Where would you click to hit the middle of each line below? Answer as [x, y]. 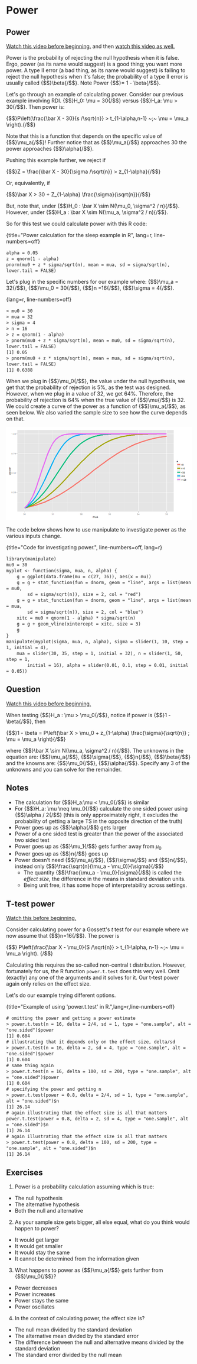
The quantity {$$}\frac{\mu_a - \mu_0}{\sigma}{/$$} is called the [102, 873]
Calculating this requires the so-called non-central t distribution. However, [96, 965]
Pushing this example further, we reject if [56, 160]
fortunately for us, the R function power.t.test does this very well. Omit [93, 971]
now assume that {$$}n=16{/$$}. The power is [63, 936]
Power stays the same [42, 1301]
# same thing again [30, 1066]
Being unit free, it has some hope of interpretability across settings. [105, 885]
